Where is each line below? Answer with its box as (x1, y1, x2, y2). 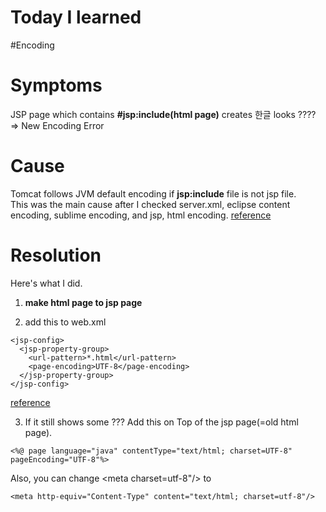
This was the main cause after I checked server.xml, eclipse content (10, 198, 291, 210)
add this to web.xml (24, 316, 107, 328)
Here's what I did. (10, 277, 83, 289)
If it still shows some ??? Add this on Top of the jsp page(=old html (24, 416, 299, 428)
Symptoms (10, 74, 103, 97)
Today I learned (10, 6, 142, 29)
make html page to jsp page (24, 296, 143, 308)
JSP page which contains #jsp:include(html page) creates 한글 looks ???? (10, 108, 317, 120)
